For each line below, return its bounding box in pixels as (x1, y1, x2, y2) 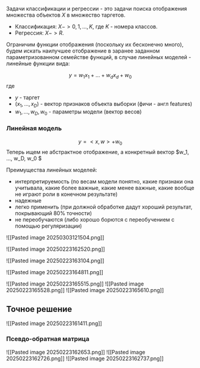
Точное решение (6, 304, 72, 314)
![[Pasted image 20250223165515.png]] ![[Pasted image (6, 280, 144, 287)
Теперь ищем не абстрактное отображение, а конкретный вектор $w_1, (6, 149, 189, 156)
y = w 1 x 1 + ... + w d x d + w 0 (68, 72, 133, 80)
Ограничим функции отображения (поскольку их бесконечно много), (6, 41, 184, 48)
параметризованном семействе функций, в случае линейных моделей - (6, 54, 192, 60)
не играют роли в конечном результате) (14, 191, 118, 198)
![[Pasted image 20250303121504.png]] (6, 234, 104, 241)
